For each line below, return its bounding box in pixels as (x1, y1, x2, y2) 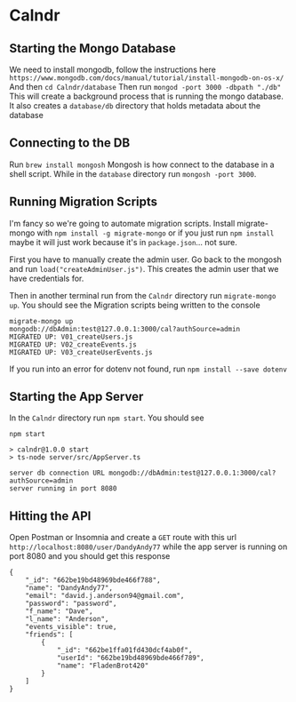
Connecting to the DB (9, 135, 131, 151)
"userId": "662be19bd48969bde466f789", (56, 654, 204, 663)
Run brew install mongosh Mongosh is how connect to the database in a (9, 159, 275, 170)
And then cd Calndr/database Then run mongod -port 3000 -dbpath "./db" (9, 82, 282, 92)
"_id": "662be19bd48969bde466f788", (25, 576, 162, 585)
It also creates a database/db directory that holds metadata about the (9, 100, 261, 111)
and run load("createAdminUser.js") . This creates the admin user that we (9, 263, 279, 274)
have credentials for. (9, 273, 84, 283)
